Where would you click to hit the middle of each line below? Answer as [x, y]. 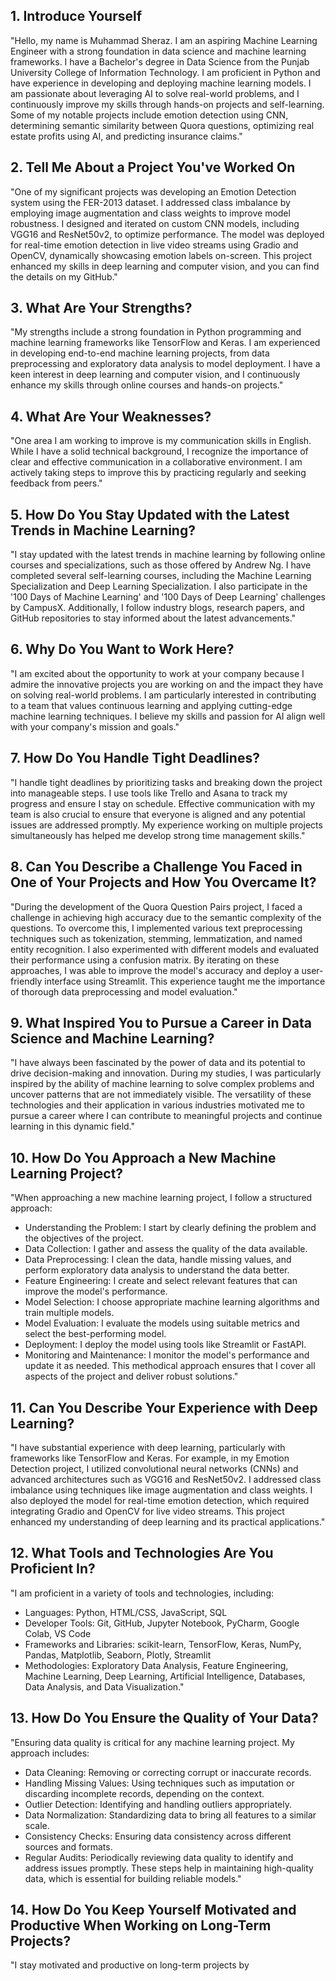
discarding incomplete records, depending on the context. [144, 1793]
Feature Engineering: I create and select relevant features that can [161, 1281]
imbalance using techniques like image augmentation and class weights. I [161, 1490]
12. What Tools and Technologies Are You [142, 1553]
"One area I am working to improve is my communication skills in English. [161, 441]
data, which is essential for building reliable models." [133, 1878]
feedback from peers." [56, 483]
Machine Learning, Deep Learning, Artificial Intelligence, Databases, [165, 1676]
